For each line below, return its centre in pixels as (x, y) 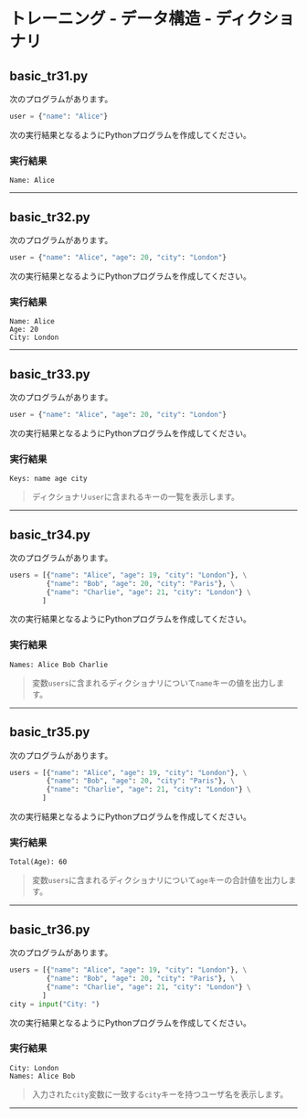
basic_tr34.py (50, 534)
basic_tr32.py (50, 217)
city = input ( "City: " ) (55, 1004)
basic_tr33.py (50, 374)
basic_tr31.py (49, 75)
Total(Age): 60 (38, 862)
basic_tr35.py (50, 732)
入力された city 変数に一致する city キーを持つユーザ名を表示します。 (160, 1094)
